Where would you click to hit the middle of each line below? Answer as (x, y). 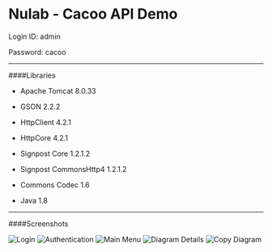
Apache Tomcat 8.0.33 (58, 90)
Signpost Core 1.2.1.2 (55, 153)
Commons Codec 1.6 (55, 185)
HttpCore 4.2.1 (44, 137)
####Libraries (32, 75)
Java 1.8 (34, 200)
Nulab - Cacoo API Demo (93, 14)
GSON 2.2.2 (40, 107)
